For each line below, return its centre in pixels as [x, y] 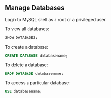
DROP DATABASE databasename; [34, 73]
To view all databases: [27, 29]
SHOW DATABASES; [21, 37]
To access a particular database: [37, 83]
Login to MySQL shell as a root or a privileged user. [56, 19]
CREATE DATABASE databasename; [36, 55]
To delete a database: [27, 65]
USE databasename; [23, 92]
